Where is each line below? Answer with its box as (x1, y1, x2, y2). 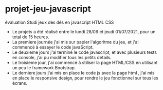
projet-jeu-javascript (5, 3, 91, 15)
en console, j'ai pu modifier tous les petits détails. (12, 54, 112, 60)
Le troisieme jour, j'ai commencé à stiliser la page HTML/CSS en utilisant (12, 60, 158, 65)
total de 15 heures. (12, 34, 50, 40)
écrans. (12, 80, 28, 86)
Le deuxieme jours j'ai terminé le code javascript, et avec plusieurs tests (12, 49, 157, 55)
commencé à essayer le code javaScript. (12, 44, 94, 50)
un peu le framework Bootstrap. (12, 64, 76, 71)
